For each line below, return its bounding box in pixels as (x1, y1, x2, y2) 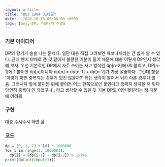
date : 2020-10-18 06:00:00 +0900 (5, 16, 78, 21)
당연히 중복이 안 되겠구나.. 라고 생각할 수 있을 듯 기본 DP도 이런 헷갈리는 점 (5, 87, 149, 93)
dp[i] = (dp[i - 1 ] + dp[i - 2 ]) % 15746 (9, 153, 87, 158)
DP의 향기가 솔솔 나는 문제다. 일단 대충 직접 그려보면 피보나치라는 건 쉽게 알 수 (5, 50, 155, 56)
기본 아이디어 (5, 38, 34, 45)
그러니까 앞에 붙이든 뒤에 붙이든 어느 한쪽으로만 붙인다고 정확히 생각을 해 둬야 (11, 81, 160, 86)
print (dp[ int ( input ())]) (5, 157, 56, 162)
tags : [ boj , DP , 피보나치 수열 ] (5, 21, 66, 26)
